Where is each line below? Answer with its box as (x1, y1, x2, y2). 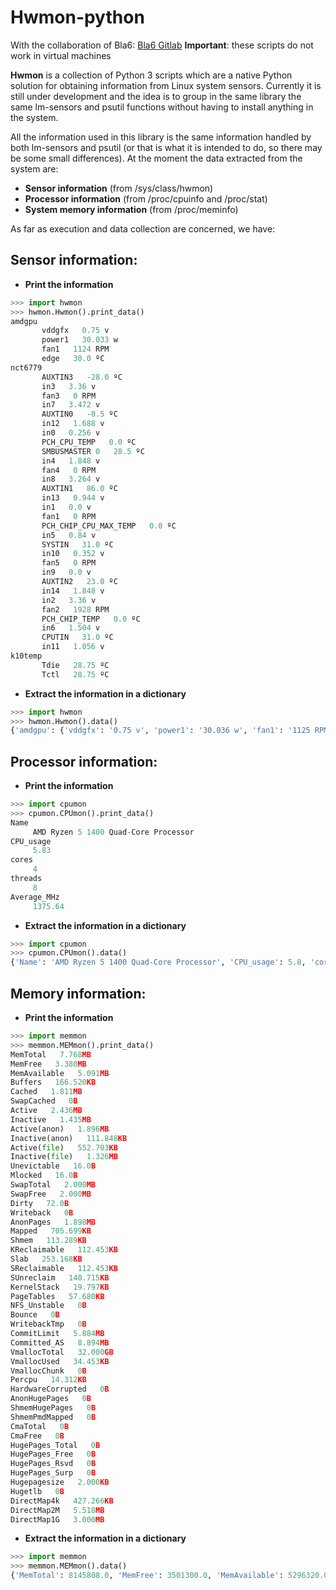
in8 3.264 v (41, 474, 101, 485)
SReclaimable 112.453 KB (10, 1263, 118, 1273)
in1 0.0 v (41, 502, 92, 512)
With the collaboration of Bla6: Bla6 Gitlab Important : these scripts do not (10, 39, 314, 51)
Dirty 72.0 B (10, 1198, 70, 1208)
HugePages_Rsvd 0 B (10, 1459, 97, 1469)
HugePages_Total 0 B (10, 1440, 101, 1450)
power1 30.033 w (41, 335, 118, 345)
